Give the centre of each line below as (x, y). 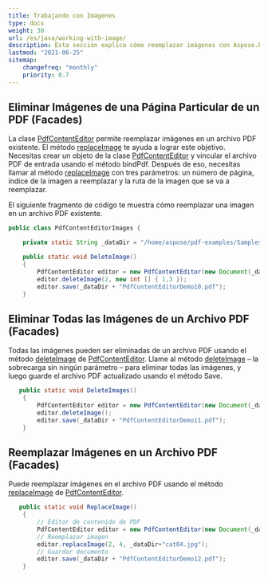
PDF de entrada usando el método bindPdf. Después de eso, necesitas (124, 164)
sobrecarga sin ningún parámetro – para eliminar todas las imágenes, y (125, 368)
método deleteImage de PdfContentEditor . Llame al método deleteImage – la (134, 359)
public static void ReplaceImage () (78, 507)
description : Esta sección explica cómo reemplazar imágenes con (119, 45)
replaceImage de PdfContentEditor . (66, 493)
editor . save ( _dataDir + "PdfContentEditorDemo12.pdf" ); (132, 559)
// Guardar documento (73, 552)
